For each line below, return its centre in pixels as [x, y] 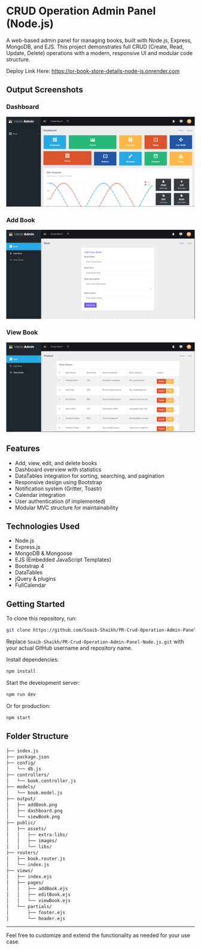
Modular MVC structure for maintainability [66, 508]
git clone [19, 630]
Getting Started [36, 604]
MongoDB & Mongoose [44, 553]
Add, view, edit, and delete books [56, 463]
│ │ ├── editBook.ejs [38, 894]
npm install [21, 672]
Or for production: [28, 706]
